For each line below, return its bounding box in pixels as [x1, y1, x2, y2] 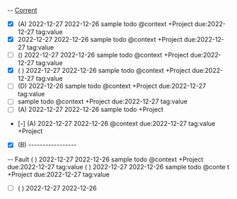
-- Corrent [7, 6, 37, 14]
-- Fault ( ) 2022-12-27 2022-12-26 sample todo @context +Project [7, 155, 204, 164]
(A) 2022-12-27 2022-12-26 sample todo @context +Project [17, 20, 193, 28]
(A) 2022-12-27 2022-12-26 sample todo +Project [17, 106, 164, 114]
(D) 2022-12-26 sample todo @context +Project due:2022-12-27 [17, 81, 207, 91]
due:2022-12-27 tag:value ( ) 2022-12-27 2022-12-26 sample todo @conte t [7, 162, 230, 171]
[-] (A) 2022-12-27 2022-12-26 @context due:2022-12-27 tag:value [17, 120, 216, 128]
